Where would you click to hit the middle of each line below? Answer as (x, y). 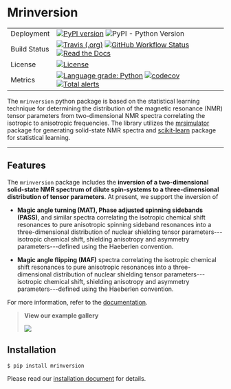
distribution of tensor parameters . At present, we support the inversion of (113, 196)
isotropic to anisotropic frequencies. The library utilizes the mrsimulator (108, 123)
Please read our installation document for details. (77, 378)
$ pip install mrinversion (46, 366)
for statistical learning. (39, 137)
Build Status (30, 49)
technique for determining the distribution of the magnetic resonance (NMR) (115, 108)
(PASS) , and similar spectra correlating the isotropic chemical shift (111, 217)
